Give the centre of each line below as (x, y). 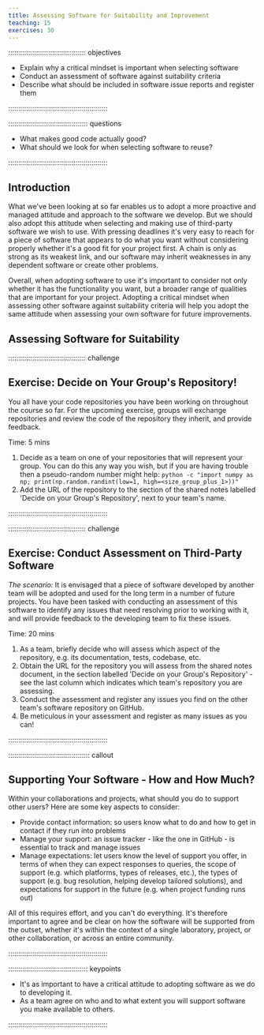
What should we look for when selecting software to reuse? (116, 148)
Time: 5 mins (29, 442)
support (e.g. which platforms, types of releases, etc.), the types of (128, 872)
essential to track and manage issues (80, 847)
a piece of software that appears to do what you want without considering (128, 240)
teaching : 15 (30, 23)
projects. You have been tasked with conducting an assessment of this (123, 602)
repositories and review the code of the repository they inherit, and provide (130, 418)
